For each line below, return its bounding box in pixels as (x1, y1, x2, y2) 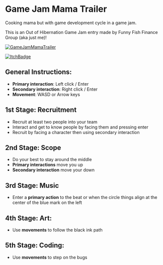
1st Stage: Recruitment (5, 106, 77, 114)
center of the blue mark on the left (12, 199, 82, 205)
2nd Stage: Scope (5, 143, 61, 152)
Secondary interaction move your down (12, 167, 95, 173)
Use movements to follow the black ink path (12, 227, 103, 232)
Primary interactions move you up (12, 162, 83, 168)
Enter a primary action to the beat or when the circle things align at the (12, 195, 158, 200)
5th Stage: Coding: (5, 241, 65, 250)
